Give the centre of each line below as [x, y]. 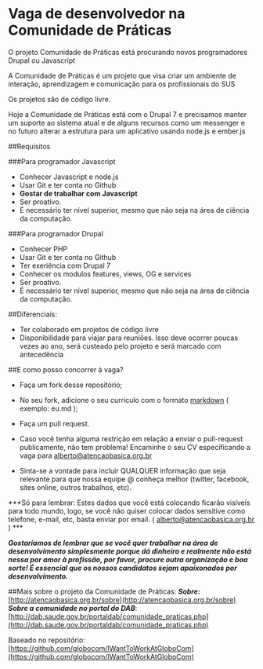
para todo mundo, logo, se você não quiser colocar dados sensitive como [127, 510]
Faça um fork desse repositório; [71, 385]
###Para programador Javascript [62, 161]
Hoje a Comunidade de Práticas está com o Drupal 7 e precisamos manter [128, 114]
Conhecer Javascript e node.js [69, 177]
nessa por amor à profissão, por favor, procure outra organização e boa [128, 559]
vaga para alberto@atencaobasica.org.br [86, 455]
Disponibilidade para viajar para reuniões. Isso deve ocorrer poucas [129, 338]
